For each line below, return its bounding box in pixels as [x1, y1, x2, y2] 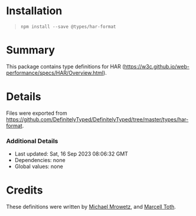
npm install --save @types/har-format [20, 24, 116, 30]
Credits [6, 183, 43, 197]
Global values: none [14, 163, 63, 170]
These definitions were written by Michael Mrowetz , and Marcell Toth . [6, 203, 176, 211]
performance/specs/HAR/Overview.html [6, 69, 104, 76]
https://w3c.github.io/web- [123, 63, 190, 70]
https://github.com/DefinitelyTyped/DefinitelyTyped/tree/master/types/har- [6, 115, 189, 122]
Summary [6, 43, 55, 57]
